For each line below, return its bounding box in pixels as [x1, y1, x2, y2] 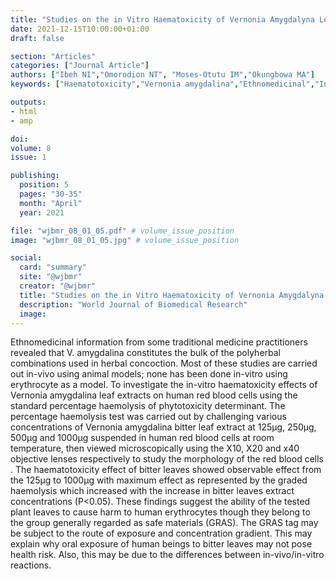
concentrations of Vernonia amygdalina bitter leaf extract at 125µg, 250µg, [10, 421, 317, 433]
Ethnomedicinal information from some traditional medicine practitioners [10, 336, 308, 348]
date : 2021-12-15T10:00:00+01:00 [10, 24, 150, 34]
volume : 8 [10, 143, 52, 153]
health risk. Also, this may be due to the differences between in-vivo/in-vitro [10, 549, 325, 561]
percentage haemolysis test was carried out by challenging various [10, 411, 287, 423]
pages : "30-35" [19, 189, 83, 199]
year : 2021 [19, 207, 65, 218]
